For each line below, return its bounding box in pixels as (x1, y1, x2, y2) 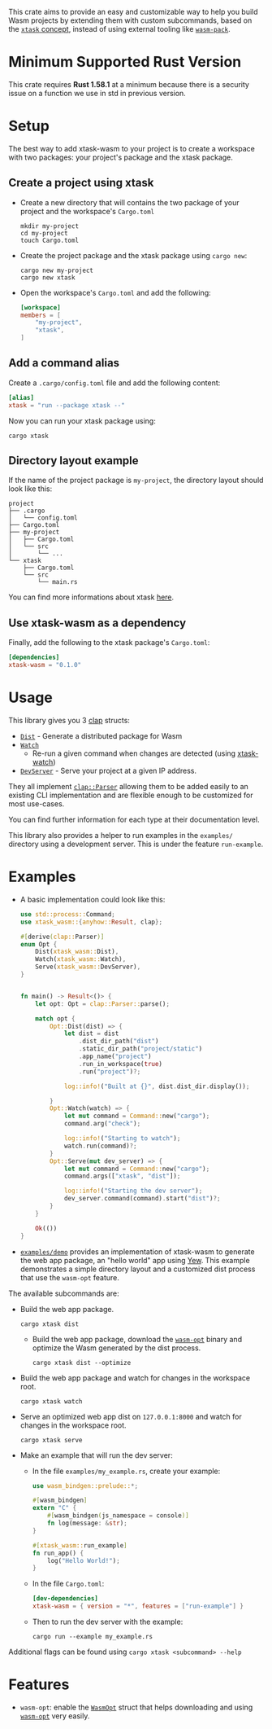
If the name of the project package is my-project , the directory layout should (8, 476, 264, 485)
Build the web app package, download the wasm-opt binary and (32, 1334, 242, 1344)
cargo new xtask (19, 273, 76, 282)
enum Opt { (19, 940, 58, 948)
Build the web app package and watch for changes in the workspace (19, 1372, 251, 1383)
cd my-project (19, 229, 68, 237)
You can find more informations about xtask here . (8, 592, 175, 602)
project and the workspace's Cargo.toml (19, 206, 155, 216)
